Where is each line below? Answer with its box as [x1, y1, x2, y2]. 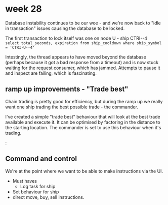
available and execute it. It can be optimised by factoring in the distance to [5, 119, 160, 125]
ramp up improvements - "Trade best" [5, 85, 129, 94]
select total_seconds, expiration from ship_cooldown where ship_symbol [5, 40, 162, 46]
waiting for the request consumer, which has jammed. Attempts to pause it [5, 65, 160, 71]
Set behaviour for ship [12, 189, 59, 195]
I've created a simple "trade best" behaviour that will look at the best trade [5, 113, 160, 120]
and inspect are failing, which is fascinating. [5, 70, 97, 76]
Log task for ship [20, 183, 56, 189]
